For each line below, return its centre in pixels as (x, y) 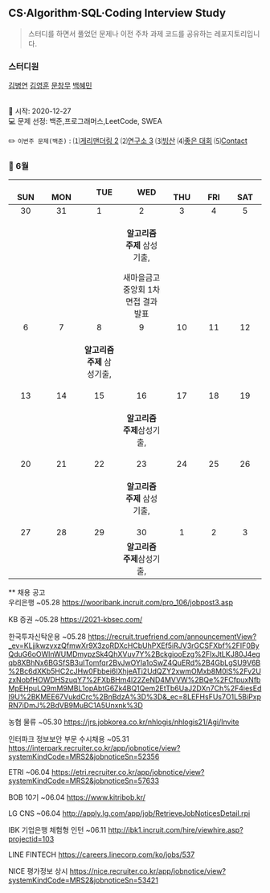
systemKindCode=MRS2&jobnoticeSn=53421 (84, 880)
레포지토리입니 (237, 33)
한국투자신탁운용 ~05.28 (47, 637)
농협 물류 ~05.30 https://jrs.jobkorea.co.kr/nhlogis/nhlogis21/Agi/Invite (124, 722)
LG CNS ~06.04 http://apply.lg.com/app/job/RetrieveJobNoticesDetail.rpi (129, 813)
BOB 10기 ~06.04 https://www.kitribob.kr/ (77, 797)
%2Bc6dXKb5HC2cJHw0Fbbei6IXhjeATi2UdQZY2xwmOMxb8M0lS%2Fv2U (135, 671)
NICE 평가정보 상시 (38, 871)
